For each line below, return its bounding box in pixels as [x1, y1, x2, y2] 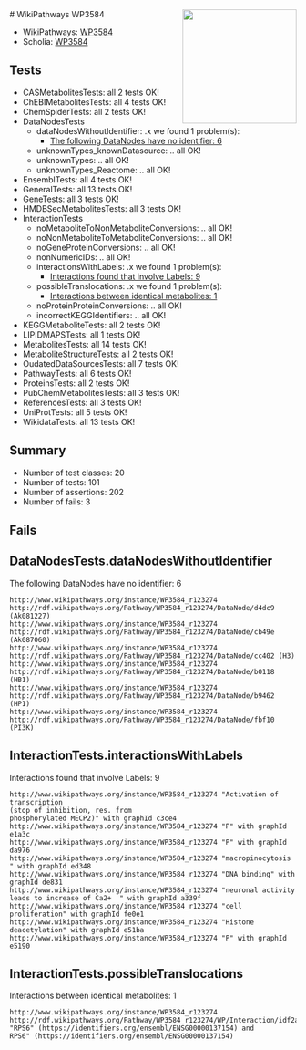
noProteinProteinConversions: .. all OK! [36, 300, 182, 311]
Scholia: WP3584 [22, 36, 88, 47]
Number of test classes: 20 [22, 467, 125, 478]
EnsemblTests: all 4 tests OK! [22, 173, 133, 185]
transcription [9, 797, 64, 806]
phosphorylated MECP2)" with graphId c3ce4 [9, 814, 178, 823]
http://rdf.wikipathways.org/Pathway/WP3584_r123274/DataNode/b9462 [9, 691, 275, 701]
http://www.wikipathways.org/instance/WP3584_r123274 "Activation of [9, 789, 280, 799]
